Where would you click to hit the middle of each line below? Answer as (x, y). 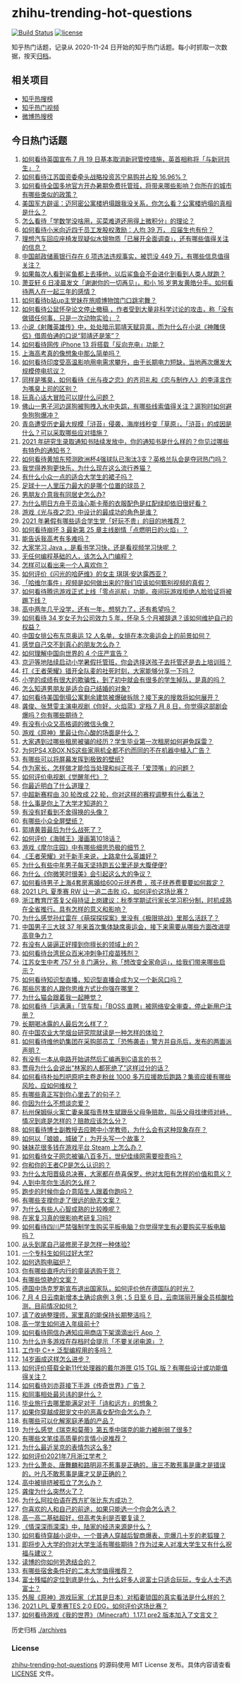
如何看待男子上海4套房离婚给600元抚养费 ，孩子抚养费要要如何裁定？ (123, 882)
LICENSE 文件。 (35, 1673)
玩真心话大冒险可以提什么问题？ (68, 397)
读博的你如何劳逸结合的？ (59, 1562)
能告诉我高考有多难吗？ (56, 539)
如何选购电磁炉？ (47, 1262)
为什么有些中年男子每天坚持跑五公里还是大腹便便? (94, 865)
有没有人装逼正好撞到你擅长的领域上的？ (80, 944)
